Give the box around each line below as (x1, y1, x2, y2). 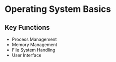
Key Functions (4, 23, 50, 32)
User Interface (11, 52, 42, 58)
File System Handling (11, 47, 56, 53)
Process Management (11, 36, 57, 42)
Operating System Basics (4, 3, 111, 15)
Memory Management (11, 42, 58, 48)
